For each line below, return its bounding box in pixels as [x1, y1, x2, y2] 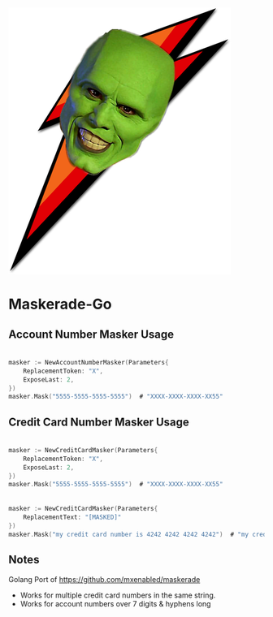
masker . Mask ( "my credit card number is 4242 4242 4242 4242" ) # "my [8, 530, 249, 538]
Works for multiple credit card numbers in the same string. [19, 590, 216, 600]
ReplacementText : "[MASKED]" [23, 513, 122, 522]
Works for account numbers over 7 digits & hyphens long [19, 598, 211, 608]
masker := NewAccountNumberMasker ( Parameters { [8, 358, 169, 366]
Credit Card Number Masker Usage [8, 415, 189, 429]
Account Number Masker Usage [8, 327, 175, 341]
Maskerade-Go [8, 296, 112, 313]
